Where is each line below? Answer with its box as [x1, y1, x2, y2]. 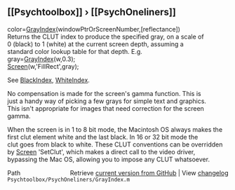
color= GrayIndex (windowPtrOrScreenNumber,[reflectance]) [7, 25, 181, 33]
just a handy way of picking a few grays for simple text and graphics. [7, 97, 207, 105]
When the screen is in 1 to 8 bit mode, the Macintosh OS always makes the [7, 125, 223, 133]
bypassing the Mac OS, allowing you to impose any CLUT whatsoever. [7, 155, 210, 163]
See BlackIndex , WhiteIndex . [7, 76, 90, 84]
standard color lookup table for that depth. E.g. [7, 47, 142, 55]
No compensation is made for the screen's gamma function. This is [7, 89, 201, 97]
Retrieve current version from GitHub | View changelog [69, 168, 229, 177]
